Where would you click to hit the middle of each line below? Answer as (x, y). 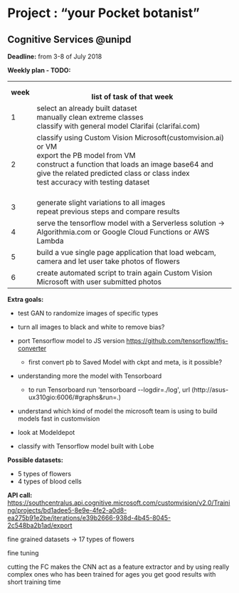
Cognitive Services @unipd (69, 40)
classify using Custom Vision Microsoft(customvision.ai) (131, 138)
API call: (20, 495)
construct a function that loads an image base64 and (125, 164)
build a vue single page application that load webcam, (127, 252)
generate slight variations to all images (101, 203)
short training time (34, 582)
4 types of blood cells (49, 481)
